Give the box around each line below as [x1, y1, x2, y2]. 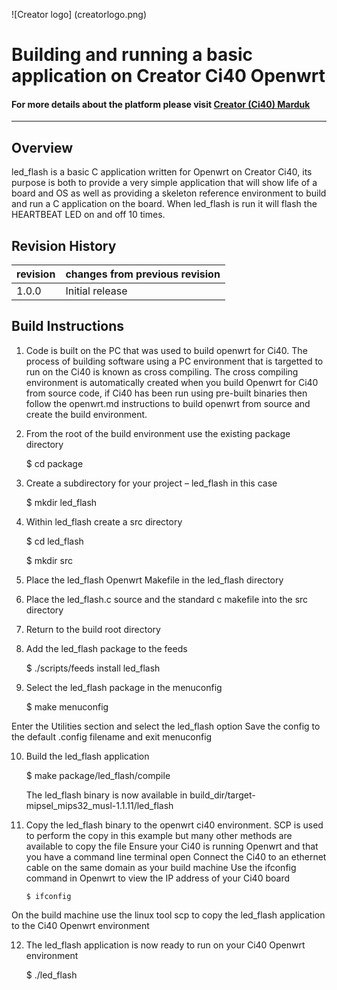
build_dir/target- [189, 789, 256, 801]
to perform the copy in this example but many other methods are [25, 829, 293, 841]
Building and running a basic [11, 44, 253, 66]
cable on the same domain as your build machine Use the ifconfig [25, 861, 297, 873]
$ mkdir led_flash [25, 496, 98, 508]
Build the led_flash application [25, 750, 150, 762]
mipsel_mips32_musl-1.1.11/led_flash [25, 799, 174, 811]
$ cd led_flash [25, 535, 84, 547]
